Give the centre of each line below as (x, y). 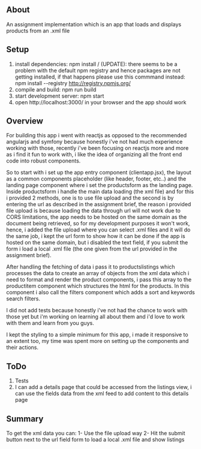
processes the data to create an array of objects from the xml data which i (98, 273)
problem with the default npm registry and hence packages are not (98, 70)
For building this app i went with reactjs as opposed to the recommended (97, 135)
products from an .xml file (38, 31)
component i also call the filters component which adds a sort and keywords (100, 293)
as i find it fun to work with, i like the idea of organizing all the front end (94, 155)
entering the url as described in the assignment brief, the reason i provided (99, 204)
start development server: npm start (59, 96)
